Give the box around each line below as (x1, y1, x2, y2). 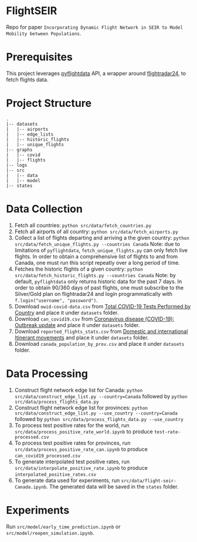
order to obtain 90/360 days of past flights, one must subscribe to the (14, 284, 184, 291)
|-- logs (6, 162, 28, 168)
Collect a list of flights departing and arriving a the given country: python (14, 234, 189, 241)
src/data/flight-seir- (121, 477, 177, 484)
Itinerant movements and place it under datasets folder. (14, 334, 149, 341)
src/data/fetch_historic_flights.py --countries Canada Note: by (14, 271, 176, 278)
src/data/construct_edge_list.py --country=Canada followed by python (14, 392, 188, 400)
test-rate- (154, 429, 181, 435)
